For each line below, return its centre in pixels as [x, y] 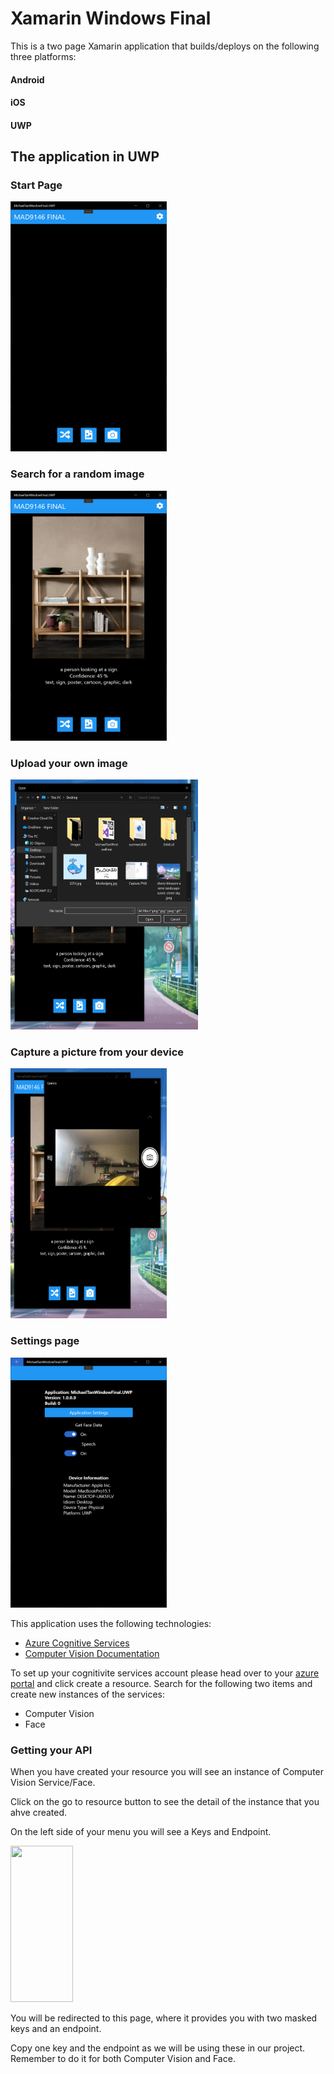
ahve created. [39, 1812]
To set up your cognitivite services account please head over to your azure [165, 1673]
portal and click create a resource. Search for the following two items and [161, 1683]
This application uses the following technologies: [111, 1623]
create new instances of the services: [87, 1694]
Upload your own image [69, 763]
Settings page [45, 1341]
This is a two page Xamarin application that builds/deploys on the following [165, 46]
